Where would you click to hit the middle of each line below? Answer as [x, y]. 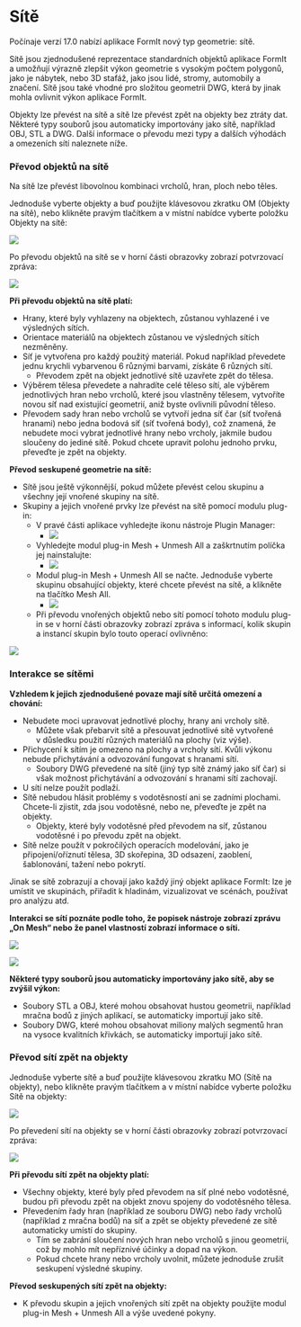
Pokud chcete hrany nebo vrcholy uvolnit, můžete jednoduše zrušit [160, 1259]
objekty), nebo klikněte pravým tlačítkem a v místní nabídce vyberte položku [150, 1087]
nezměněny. [45, 347]
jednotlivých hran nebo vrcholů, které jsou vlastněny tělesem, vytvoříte [154, 395]
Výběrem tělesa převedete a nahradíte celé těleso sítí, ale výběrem [146, 385]
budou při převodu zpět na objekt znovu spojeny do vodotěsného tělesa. [157, 1201]
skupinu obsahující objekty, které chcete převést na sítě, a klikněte [159, 585]
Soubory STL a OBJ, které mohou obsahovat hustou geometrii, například [156, 1006]
